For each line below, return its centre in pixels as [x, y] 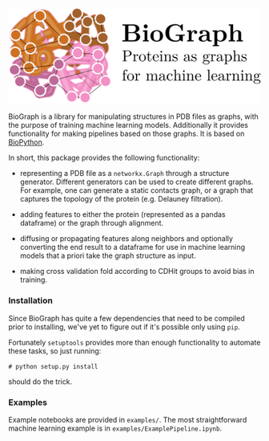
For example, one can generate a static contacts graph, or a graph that [137, 190]
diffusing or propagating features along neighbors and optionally [126, 239]
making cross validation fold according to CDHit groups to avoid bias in [137, 272]
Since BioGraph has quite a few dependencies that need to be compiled [127, 318]
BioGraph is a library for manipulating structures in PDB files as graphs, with [133, 116]
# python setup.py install [53, 366]
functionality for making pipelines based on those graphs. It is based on [126, 134]
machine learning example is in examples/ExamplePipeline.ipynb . [115, 428]
